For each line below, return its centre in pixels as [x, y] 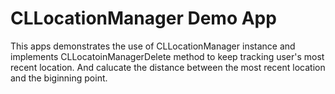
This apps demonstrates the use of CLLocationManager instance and [153, 46]
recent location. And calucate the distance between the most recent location [168, 67]
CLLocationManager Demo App [143, 18]
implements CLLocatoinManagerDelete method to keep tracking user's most [167, 56]
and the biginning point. [59, 78]
